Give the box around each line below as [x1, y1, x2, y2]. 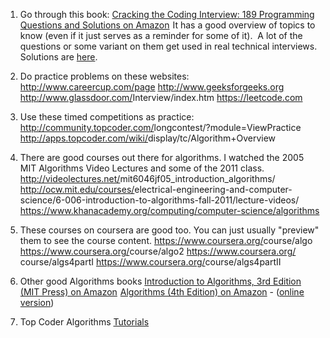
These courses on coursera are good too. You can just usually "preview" [19, 224, 320, 236]
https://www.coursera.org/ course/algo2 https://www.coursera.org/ [19, 245, 297, 257]
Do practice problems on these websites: [19, 70, 190, 82]
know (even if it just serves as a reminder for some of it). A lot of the [19, 30, 303, 41]
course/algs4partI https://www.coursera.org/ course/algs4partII [19, 256, 282, 268]
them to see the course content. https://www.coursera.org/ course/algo [19, 235, 313, 246]
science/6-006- [19, 194, 87, 206]
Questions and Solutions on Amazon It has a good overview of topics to [19, 19, 316, 31]
